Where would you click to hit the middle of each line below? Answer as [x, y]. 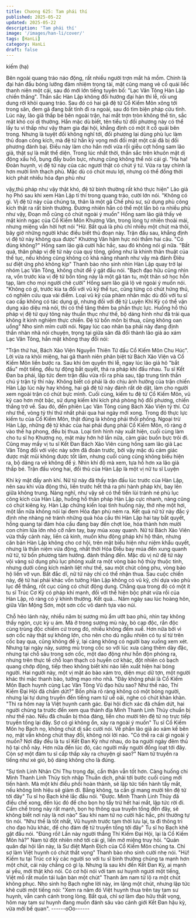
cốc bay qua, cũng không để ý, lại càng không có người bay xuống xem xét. [97, 641]
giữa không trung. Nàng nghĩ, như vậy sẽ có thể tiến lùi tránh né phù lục [93, 492]
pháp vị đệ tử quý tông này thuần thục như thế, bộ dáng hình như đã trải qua [98, 314]
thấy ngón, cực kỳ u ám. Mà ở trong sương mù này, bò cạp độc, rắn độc [92, 623]
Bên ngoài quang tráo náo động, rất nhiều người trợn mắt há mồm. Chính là [96, 78]
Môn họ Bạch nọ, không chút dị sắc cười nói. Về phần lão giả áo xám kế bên [97, 728]
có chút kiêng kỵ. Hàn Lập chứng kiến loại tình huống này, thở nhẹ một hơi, [96, 505]
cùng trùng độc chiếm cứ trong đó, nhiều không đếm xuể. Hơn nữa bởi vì [94, 628]
